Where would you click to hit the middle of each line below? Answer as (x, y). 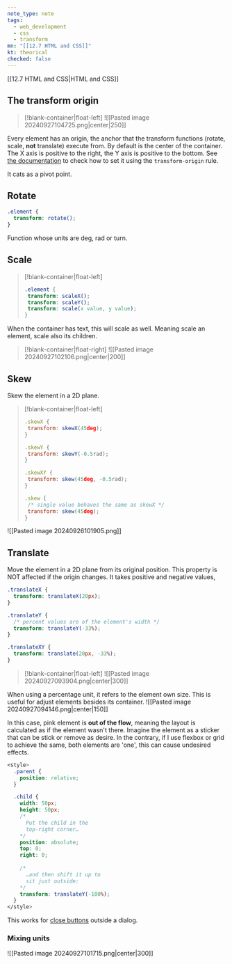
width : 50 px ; (39, 804)
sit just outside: (52, 881)
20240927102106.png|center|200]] (75, 357)
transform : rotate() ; (45, 219)
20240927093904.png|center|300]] (76, 681)
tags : (15, 20)
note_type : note (31, 14)
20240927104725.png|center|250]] (75, 125)
